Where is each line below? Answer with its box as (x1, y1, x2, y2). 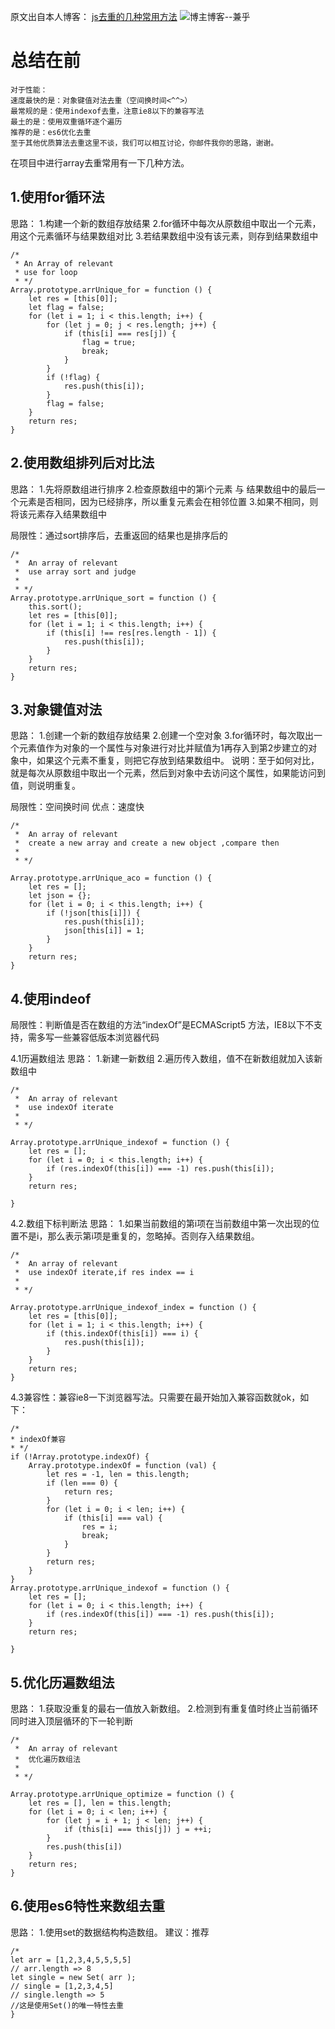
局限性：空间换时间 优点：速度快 (10, 801, 145, 813)
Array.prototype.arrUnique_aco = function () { (10, 873, 213, 884)
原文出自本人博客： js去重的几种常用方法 (10, 11, 178, 22)
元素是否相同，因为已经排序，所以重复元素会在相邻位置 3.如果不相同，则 (18, 495, 319, 507)
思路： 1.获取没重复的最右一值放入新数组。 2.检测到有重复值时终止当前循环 (10, 1703, 319, 1714)
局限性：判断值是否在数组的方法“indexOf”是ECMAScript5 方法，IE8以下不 (10, 1019, 314, 1031)
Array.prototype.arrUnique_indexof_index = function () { (10, 1303, 257, 1313)
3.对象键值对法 (10, 701, 103, 718)
